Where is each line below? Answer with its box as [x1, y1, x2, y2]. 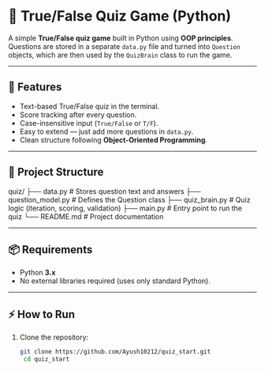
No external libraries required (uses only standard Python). [19, 276, 211, 286]
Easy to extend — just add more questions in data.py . [19, 127, 194, 136]
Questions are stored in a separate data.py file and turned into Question [8, 41, 241, 51]
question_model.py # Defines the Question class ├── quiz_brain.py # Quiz [8, 195, 251, 204]
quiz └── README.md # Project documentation [8, 211, 164, 221]
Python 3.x [19, 268, 56, 278]
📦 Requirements [8, 243, 93, 256]
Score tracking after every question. [19, 110, 137, 119]
